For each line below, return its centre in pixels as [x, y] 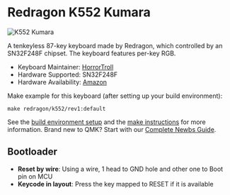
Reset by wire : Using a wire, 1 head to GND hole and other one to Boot [120, 169]
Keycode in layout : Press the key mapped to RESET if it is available [115, 184]
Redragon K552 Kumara [79, 12]
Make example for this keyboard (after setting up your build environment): [115, 96]
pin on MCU [35, 176]
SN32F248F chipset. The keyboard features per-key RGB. [92, 53]
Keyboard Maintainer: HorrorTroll [65, 67]
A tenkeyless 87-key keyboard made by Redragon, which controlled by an [115, 45]
